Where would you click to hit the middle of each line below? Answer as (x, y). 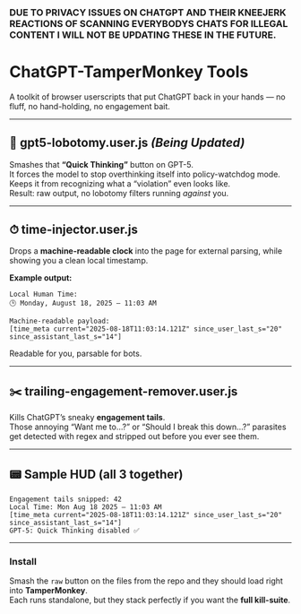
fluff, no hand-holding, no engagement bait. (90, 106)
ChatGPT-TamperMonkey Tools (129, 72)
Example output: (41, 278)
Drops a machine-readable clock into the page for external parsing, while (146, 251)
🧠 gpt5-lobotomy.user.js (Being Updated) (127, 143)
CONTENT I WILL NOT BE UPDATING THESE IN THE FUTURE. (143, 35)
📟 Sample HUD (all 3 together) (96, 474)
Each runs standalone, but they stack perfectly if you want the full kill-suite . (150, 600)
